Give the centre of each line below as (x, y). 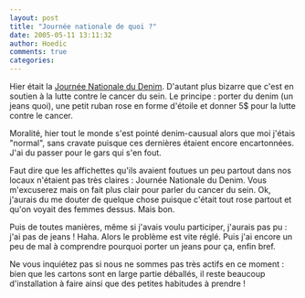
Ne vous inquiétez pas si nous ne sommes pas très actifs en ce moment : (147, 264)
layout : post (34, 18)
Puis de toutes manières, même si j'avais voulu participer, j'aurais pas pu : (148, 227)
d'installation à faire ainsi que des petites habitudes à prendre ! (128, 283)
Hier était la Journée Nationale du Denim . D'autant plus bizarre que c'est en (152, 86)
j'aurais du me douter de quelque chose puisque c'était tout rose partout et (151, 199)
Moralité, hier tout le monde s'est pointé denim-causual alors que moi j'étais (152, 133)
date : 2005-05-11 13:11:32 (61, 35)
